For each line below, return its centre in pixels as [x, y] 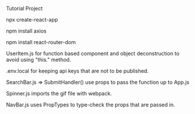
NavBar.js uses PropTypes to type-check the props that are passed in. [90, 105]
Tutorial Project [24, 8]
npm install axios [26, 31]
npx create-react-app [32, 19]
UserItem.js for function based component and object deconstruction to [93, 54]
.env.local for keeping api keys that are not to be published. [78, 71]
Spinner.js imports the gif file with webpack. [59, 93]
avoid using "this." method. [39, 60]
